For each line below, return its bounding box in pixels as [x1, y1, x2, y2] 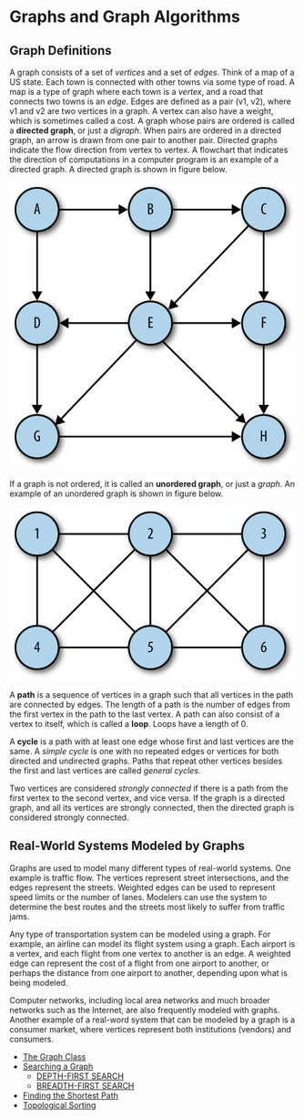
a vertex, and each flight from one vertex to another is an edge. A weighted [9, 948, 291, 959]
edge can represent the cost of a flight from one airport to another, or [9, 958, 270, 969]
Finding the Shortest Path [22, 1090, 118, 1101]
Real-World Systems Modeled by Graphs [9, 838, 246, 854]
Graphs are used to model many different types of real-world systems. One [9, 862, 291, 873]
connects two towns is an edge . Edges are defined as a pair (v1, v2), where [9, 96, 291, 107]
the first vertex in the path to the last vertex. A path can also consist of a [9, 709, 280, 720]
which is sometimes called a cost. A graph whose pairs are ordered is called [9, 116, 295, 126]
